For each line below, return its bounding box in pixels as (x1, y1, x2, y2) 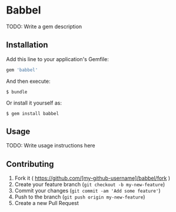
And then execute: (6, 78, 51, 85)
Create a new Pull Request (14, 200, 79, 207)
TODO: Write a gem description (6, 23, 82, 30)
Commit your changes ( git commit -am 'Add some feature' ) (14, 187, 161, 194)
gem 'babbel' (6, 67, 38, 73)
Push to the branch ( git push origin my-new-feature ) (14, 193, 145, 200)
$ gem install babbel (6, 110, 59, 116)
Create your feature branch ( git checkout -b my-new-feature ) (14, 181, 165, 188)
